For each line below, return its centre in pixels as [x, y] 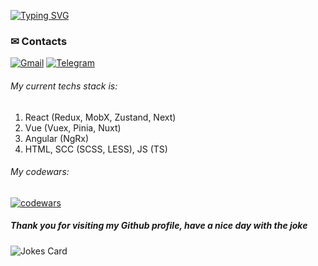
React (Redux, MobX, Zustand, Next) [100, 117]
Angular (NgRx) [57, 138]
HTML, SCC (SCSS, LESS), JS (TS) [96, 149]
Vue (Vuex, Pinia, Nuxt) [73, 127]
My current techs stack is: [64, 86]
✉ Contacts [39, 41]
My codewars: [40, 172]
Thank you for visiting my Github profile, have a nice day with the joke [159, 226]
